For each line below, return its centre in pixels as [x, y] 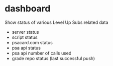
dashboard [28, 9]
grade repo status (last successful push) [53, 58]
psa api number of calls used [42, 53]
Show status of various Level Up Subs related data [56, 22]
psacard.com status [32, 42]
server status [25, 32]
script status [25, 37]
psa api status [26, 48]
